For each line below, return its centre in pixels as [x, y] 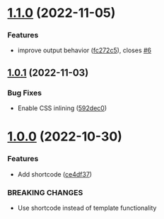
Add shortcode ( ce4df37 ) [55, 174]
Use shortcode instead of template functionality [87, 208]
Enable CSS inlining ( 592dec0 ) [62, 108]
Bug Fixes [25, 93]
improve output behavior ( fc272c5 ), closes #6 [84, 50]
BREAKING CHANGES [45, 192]
